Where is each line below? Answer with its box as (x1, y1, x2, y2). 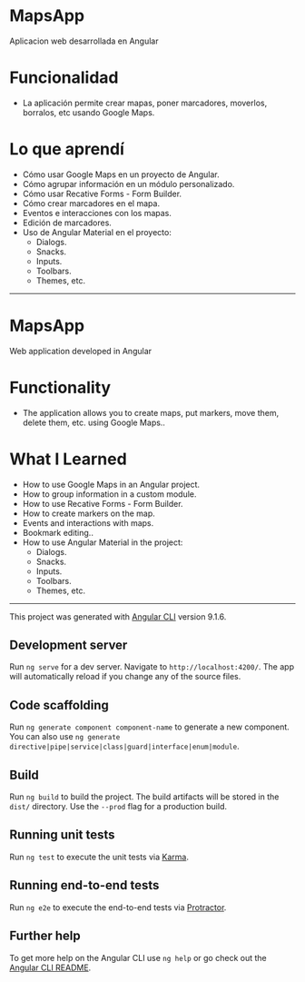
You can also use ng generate (9, 731, 121, 742)
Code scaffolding (9, 697, 109, 713)
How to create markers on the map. (22, 508, 156, 519)
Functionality (9, 377, 112, 398)
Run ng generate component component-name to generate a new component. (9, 721, 290, 732)
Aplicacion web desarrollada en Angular (9, 35, 159, 46)
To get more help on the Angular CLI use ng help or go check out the (9, 952, 267, 963)
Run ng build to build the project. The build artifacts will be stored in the (9, 791, 280, 802)
